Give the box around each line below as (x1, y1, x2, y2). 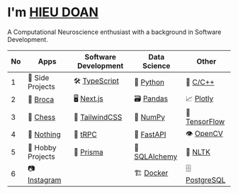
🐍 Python (134, 77, 165, 87)
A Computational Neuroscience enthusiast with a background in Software (7, 28, 222, 36)
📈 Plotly (185, 93, 214, 103)
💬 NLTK (185, 147, 211, 156)
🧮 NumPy (134, 112, 165, 122)
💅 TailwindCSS (73, 112, 123, 122)
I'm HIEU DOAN (7, 4, 99, 21)
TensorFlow (185, 116, 225, 126)
